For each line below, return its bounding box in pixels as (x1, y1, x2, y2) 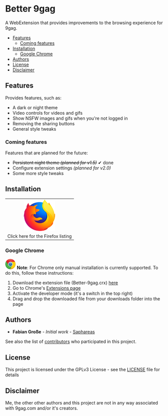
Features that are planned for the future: (5, 150, 88, 156)
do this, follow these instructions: (5, 270, 74, 276)
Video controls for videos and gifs (12, 110, 83, 116)
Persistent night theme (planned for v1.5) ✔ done (12, 159, 114, 166)
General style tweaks (12, 126, 57, 132)
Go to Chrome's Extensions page (12, 285, 81, 291)
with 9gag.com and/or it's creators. (5, 405, 78, 411)
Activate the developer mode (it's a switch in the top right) (12, 290, 133, 296)
